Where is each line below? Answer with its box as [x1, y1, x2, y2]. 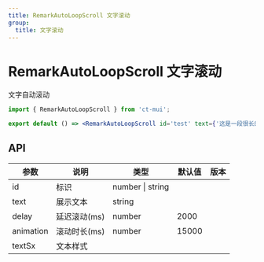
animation [12, 225, 49, 236]
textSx [12, 240, 36, 251]
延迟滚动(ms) [56, 211, 105, 222]
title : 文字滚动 [15, 26, 64, 34]
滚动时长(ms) [56, 226, 105, 237]
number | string [112, 181, 170, 192]
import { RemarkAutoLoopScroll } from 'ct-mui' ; [8, 105, 170, 114]
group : [8, 19, 30, 27]
